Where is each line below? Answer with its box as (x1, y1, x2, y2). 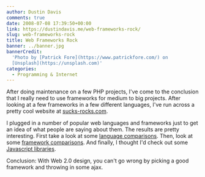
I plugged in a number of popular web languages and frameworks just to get (6, 120, 198, 127)
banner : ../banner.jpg (6, 43, 64, 49)
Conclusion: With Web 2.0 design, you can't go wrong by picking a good (6, 157, 189, 165)
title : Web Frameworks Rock (6, 37, 78, 43)
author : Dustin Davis (6, 9, 62, 15)
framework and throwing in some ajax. (6, 164, 103, 171)
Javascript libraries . (6, 145, 56, 153)
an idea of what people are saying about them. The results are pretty (6, 126, 179, 133)
